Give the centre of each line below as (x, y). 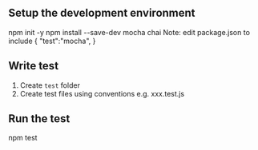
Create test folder (50, 85)
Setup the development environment (102, 13)
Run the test (39, 119)
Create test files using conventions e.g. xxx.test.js (102, 93)
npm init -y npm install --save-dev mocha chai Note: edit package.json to (129, 32)
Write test (33, 66)
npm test (23, 138)
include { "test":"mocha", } (52, 41)
